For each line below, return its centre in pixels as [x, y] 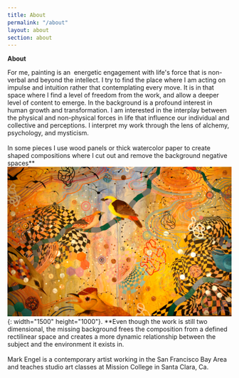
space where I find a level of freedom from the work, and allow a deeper [113, 95]
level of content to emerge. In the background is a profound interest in [110, 103]
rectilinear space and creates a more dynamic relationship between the [112, 336]
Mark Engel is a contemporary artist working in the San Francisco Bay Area [117, 359]
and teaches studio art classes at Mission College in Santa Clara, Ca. [108, 367]
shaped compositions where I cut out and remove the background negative [117, 156]
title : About [27, 15]
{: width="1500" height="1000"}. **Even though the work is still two [107, 321]
